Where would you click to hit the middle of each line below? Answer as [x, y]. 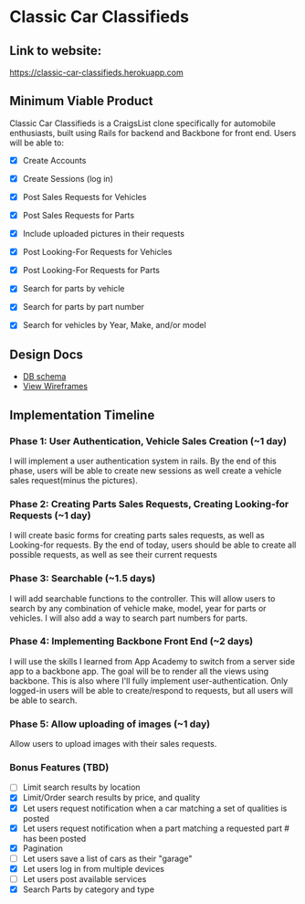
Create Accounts [54, 160]
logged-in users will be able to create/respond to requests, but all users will [152, 690]
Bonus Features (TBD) [59, 768]
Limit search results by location [81, 787]
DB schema [44, 377]
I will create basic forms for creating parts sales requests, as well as [137, 536]
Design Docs [47, 354]
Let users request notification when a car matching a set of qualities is [155, 808]
